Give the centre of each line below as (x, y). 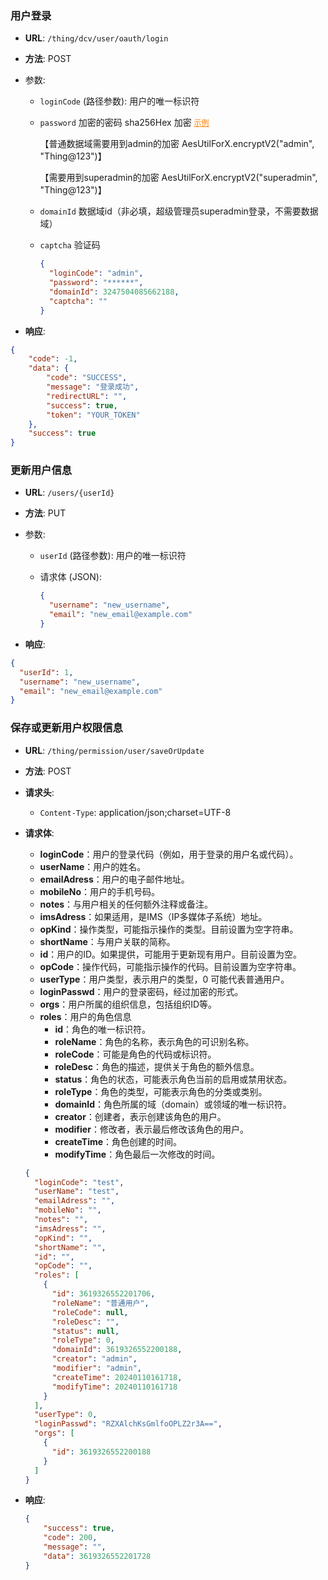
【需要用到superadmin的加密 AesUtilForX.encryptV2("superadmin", (178, 178)
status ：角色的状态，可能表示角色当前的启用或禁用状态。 (173, 1079)
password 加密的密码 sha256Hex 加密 (115, 123)
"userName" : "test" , (77, 1192)
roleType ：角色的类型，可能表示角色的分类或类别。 (161, 1091)
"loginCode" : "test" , (79, 1182)
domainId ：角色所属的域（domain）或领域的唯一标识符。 (173, 1104)
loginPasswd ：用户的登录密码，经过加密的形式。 (141, 991)
